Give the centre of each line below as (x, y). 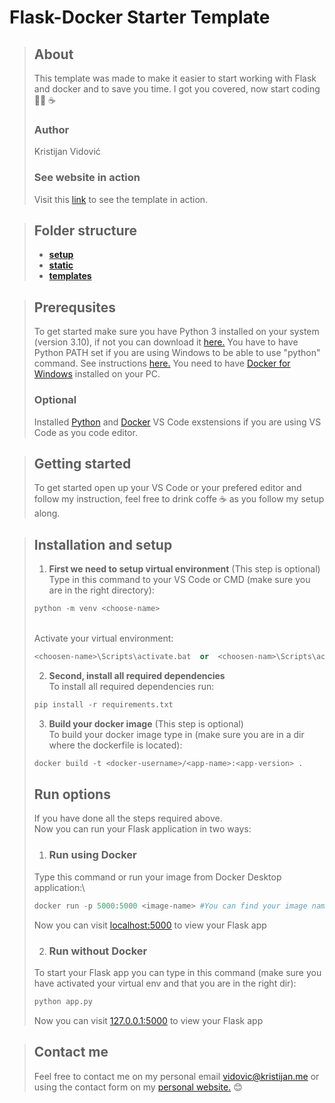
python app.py (63, 1001)
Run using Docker (92, 855)
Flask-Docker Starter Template (140, 17)
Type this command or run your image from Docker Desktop (157, 877)
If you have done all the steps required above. (128, 818)
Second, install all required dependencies (137, 675)
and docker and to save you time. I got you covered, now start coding (177, 89)
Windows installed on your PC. (97, 374)
